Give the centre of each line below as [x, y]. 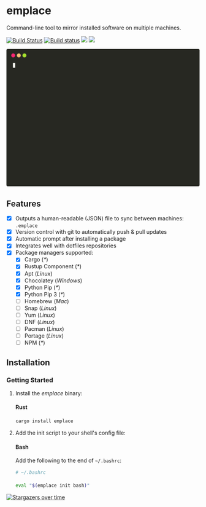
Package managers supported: [54, 253]
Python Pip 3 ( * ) [45, 294]
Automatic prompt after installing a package [71, 239]
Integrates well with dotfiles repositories [66, 246]
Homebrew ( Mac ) [47, 301]
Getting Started [30, 380]
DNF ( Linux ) [40, 322]
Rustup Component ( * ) [53, 266]
